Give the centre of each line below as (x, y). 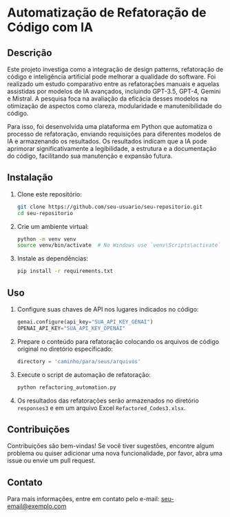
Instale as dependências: (52, 258)
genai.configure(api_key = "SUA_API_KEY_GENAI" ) (85, 322)
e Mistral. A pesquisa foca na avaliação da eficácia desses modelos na (107, 99)
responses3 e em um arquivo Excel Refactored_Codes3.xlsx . (101, 407)
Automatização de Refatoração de (107, 13)
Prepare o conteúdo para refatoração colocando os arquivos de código (118, 341)
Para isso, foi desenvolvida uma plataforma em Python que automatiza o (110, 126)
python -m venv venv (46, 239)
